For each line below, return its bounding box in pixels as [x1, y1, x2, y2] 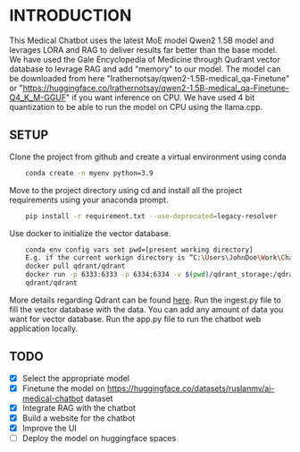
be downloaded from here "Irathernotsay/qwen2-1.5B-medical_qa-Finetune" [9, 72, 290, 83]
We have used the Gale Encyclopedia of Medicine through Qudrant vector [9, 54, 280, 64]
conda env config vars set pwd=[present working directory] [25, 245, 254, 254]
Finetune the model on [21, 382, 105, 394]
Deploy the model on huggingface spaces [21, 433, 177, 443]
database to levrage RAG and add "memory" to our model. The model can [9, 64, 281, 74]
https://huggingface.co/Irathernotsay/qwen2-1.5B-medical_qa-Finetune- [22, 82, 290, 93]
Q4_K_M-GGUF [9, 91, 67, 103]
